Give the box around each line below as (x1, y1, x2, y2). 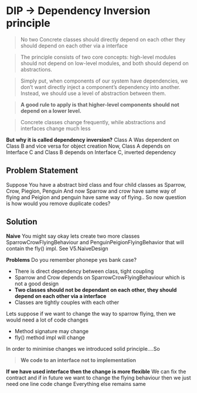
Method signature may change (14, 327, 89, 334)
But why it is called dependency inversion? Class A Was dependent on (6, 136, 180, 143)
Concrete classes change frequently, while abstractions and (20, 118, 166, 125)
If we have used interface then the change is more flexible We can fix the (6, 368, 186, 375)
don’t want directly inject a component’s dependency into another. (20, 83, 181, 90)
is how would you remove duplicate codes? (6, 200, 111, 207)
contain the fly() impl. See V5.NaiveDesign (6, 245, 108, 252)
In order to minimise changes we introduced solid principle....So (6, 345, 160, 352)
